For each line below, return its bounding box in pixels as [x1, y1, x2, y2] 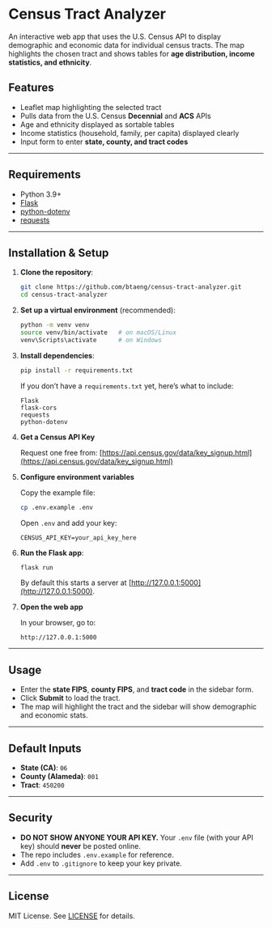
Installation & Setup [8, 246, 109, 260]
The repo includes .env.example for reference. [19, 850, 174, 859]
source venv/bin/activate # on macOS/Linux [19, 328, 176, 337]
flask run [19, 563, 54, 571]
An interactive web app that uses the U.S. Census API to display [8, 32, 221, 41]
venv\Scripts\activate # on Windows [19, 336, 162, 344]
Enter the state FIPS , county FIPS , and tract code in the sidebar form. [19, 684, 254, 694]
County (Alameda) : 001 [19, 772, 99, 781]
